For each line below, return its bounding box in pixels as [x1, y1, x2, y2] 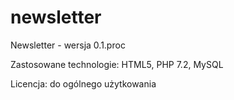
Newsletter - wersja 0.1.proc [10, 39, 126, 51]
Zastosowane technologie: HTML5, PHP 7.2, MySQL [10, 58, 224, 70]
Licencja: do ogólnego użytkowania [10, 77, 157, 90]
